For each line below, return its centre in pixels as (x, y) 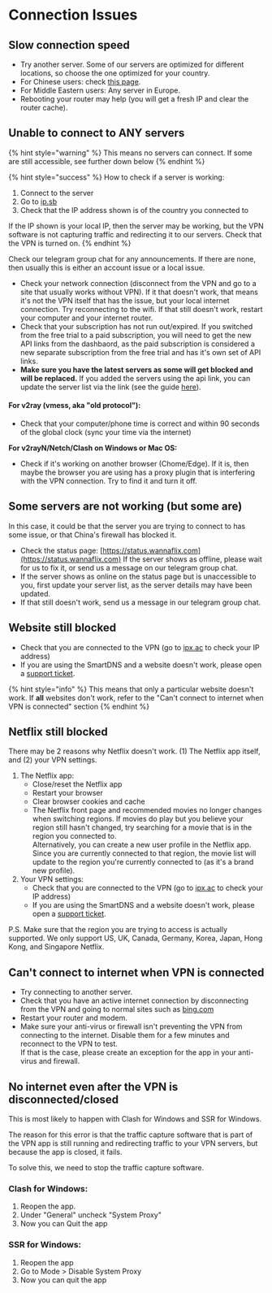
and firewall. (59, 1061)
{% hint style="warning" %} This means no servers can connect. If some (131, 153)
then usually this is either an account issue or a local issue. (107, 267)
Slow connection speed (69, 45)
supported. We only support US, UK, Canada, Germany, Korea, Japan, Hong (136, 938)
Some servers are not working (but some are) (125, 507)
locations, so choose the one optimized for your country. (115, 73)
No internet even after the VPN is (93, 1087)
